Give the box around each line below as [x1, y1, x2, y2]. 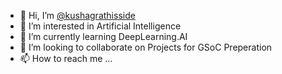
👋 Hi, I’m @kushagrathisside [19, 10, 136, 21]
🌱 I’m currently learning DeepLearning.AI [19, 31, 188, 42]
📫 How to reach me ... [19, 53, 113, 64]
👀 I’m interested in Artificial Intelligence [19, 20, 182, 32]
